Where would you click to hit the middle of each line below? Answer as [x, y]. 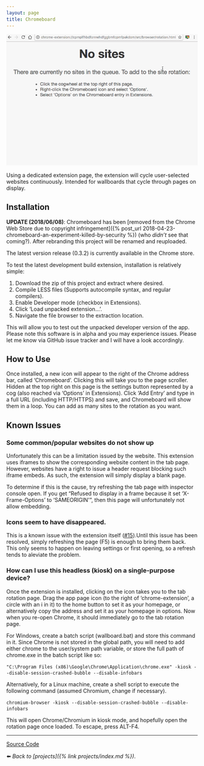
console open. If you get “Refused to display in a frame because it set [93, 493]
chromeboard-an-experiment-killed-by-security [66, 235]
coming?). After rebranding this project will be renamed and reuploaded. [97, 241]
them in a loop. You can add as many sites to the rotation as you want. [94, 406]
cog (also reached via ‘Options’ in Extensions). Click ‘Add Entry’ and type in [100, 393]
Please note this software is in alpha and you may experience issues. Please [101, 333]
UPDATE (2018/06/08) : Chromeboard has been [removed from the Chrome [101, 221]
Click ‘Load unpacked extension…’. [58, 309]
